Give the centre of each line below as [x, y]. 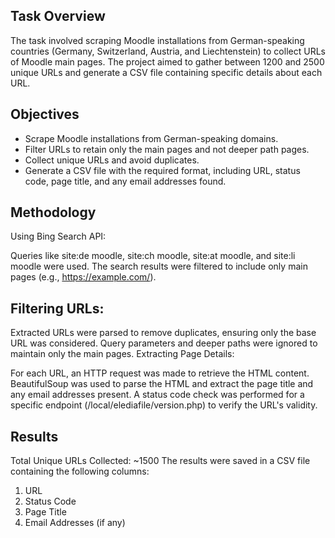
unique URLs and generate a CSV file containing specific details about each [166, 72]
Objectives [45, 114]
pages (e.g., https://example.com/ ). [83, 277]
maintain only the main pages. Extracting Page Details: [122, 354]
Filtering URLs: [57, 308]
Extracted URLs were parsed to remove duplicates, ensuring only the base [163, 333]
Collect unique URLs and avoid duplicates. [112, 160]
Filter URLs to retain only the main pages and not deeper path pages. [167, 149]
